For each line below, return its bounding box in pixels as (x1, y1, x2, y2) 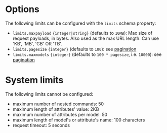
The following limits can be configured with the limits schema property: (5, 20, 156, 26)
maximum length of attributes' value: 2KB (12, 106, 99, 112)
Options (5, 4, 39, 15)
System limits (5, 75, 64, 86)
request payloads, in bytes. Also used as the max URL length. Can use (12, 35, 159, 41)
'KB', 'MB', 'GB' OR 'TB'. (12, 40, 62, 46)
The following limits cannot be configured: (5, 91, 94, 97)
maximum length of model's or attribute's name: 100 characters (12, 117, 145, 123)
